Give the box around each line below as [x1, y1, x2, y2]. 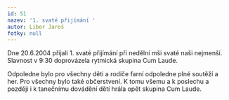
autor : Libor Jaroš [7, 23, 65, 30]
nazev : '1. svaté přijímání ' [7, 17, 96, 24]
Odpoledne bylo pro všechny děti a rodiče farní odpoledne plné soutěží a [7, 70, 219, 78]
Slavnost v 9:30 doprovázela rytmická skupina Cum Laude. [7, 57, 178, 65]
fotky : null [7, 29, 42, 37]
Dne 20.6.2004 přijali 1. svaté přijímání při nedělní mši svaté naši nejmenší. [7, 49, 223, 57]
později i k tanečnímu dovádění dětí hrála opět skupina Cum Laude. [7, 85, 202, 93]
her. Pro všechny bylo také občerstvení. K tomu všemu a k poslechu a [7, 78, 209, 86]
